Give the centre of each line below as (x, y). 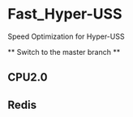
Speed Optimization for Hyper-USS (66, 36)
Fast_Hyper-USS (65, 14)
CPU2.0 (28, 77)
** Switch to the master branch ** (64, 52)
